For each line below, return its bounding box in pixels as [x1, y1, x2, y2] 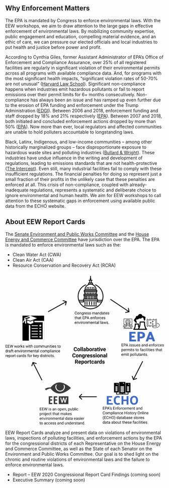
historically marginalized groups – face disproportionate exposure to [5, 144, 147, 150]
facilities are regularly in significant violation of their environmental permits [5, 65, 160, 71]
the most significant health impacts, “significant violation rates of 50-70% [5, 75, 158, 81]
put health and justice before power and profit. [5, 44, 102, 50]
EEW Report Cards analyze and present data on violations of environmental [5, 430, 161, 436]
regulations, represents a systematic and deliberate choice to [29, 187, 157, 193]
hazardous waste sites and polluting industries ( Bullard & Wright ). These [5, 149, 155, 155]
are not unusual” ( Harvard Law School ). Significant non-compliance [5, 81, 146, 87]
